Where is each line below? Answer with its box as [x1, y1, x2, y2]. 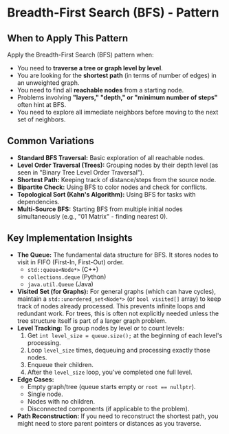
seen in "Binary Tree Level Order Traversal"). [17, 168, 144, 177]
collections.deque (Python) [27, 273, 107, 281]
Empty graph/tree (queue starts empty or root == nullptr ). [27, 382, 196, 391]
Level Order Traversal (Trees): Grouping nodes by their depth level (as [17, 161, 219, 169]
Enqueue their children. [27, 360, 94, 368]
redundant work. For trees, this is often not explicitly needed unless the [17, 309, 219, 317]
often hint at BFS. [17, 101, 67, 108]
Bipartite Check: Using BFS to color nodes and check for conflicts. [17, 183, 208, 191]
